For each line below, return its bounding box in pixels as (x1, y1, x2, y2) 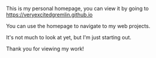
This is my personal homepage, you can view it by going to (6, 5, 149, 12)
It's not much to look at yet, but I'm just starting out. (6, 34, 131, 40)
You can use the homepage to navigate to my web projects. (6, 23, 151, 29)
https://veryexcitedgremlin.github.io (6, 11, 93, 18)
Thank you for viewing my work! (6, 45, 84, 52)
